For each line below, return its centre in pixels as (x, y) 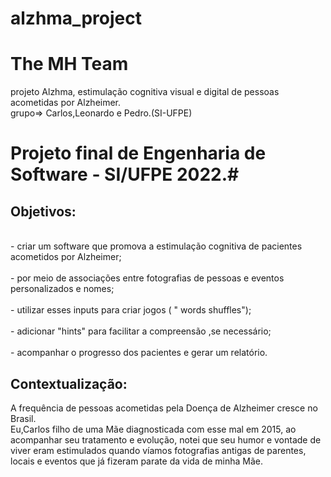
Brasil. (23, 418)
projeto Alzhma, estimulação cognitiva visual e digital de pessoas (145, 92)
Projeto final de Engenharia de (138, 153)
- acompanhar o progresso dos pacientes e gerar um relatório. (139, 353)
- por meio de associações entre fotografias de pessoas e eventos (147, 278)
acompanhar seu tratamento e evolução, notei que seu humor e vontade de (166, 439)
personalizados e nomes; (62, 289)
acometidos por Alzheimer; (66, 257)
